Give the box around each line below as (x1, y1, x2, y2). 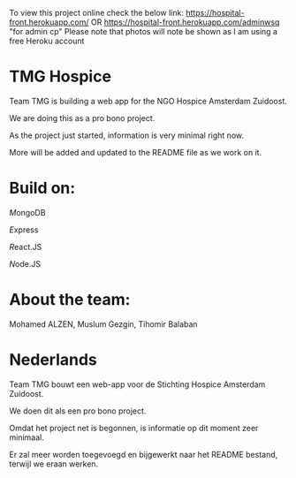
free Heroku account (9, 35, 85, 46)
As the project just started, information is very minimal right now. (9, 130, 245, 140)
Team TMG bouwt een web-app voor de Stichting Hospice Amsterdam (9, 379, 266, 390)
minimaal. (9, 432, 44, 443)
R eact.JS (9, 241, 42, 252)
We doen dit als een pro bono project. (9, 406, 147, 416)
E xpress (9, 224, 39, 235)
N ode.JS (9, 258, 42, 269)
